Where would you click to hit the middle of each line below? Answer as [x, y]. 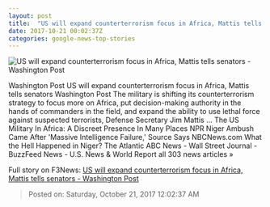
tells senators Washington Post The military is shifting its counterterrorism [131, 95]
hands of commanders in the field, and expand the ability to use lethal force [134, 112]
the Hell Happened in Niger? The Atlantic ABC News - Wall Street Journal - [133, 146]
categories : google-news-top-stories [72, 38]
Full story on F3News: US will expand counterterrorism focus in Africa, [126, 170]
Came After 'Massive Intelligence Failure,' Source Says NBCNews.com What [135, 137]
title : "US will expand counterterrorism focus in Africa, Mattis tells [135, 23]
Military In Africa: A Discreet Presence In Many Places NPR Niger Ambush [131, 129]
